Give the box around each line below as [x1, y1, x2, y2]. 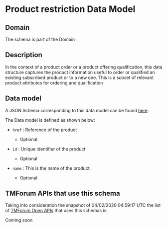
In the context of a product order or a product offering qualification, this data [5, 64, 163, 70]
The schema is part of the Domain [5, 36, 75, 42]
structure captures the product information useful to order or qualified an [5, 69, 156, 75]
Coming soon [5, 217, 33, 223]
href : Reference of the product [12, 127, 77, 133]
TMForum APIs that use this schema [5, 189, 121, 198]
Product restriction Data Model [5, 3, 136, 15]
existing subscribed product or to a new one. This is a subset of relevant [5, 75, 154, 80]
